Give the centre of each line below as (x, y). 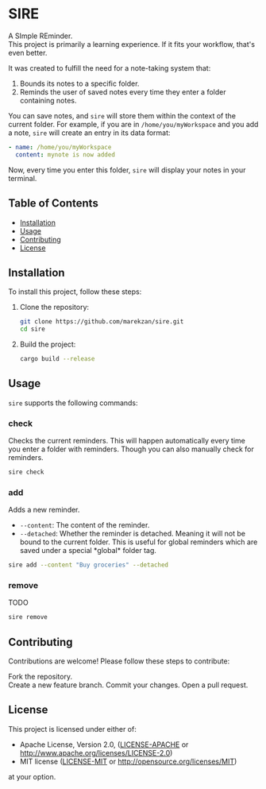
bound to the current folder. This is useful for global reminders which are (139, 542)
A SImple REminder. (40, 36)
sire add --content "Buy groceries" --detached (89, 565)
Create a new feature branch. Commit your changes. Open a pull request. (128, 685)
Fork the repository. (40, 677)
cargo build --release (57, 359)
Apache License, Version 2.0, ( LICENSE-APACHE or (104, 745)
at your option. (32, 776)
